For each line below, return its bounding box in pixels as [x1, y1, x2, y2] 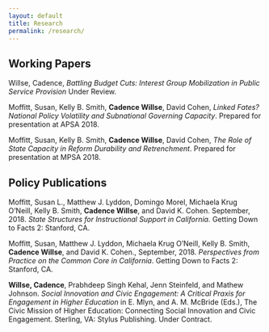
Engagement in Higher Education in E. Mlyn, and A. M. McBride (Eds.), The [8, 297, 258, 307]
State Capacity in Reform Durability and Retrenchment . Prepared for [8, 144, 236, 153]
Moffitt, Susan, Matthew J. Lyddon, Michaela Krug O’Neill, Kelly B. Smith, [8, 239, 250, 248]
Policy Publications [8, 175, 107, 190]
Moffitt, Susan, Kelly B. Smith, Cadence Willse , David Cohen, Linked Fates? [8, 103, 260, 112]
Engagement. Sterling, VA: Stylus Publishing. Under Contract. [8, 314, 212, 324]
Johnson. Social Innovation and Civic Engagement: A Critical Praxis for [8, 288, 246, 298]
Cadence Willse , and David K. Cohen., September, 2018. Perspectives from [8, 247, 260, 257]
